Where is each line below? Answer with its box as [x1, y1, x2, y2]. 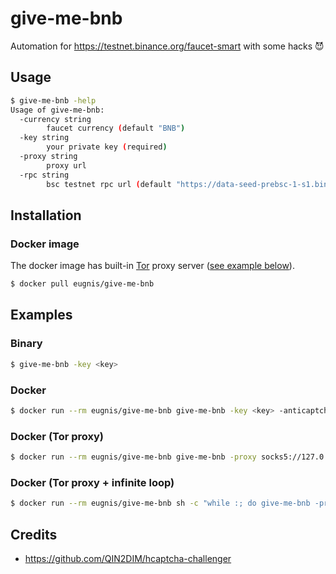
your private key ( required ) [46, 142, 168, 152]
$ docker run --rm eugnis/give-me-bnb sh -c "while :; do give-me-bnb [10, 498, 311, 509]
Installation [10, 207, 82, 224]
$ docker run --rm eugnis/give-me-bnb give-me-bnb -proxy [10, 452, 257, 462]
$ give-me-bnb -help [10, 95, 97, 106]
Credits [10, 526, 58, 543]
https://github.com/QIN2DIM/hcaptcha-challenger [24, 552, 232, 564]
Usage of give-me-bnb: [10, 105, 105, 115]
